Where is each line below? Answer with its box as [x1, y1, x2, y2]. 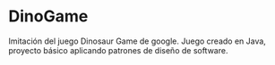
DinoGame [8, 6, 89, 27]
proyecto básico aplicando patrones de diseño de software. [8, 45, 228, 55]
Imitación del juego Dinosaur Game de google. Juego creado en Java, [8, 36, 266, 46]
